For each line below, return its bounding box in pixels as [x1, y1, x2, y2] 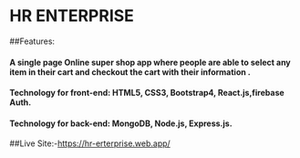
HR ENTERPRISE [9, 5, 135, 26]
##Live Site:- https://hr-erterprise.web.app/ [9, 138, 171, 149]
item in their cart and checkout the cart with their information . [9, 66, 251, 78]
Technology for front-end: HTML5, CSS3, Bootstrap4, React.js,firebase [9, 88, 284, 99]
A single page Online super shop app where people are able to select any [9, 57, 292, 68]
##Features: [9, 36, 56, 47]
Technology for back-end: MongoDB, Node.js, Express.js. [9, 118, 233, 129]
